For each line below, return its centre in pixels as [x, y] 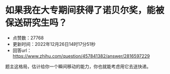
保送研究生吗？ [36, 23]
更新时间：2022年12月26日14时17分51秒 [54, 44]
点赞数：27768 [28, 38]
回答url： [22, 50]
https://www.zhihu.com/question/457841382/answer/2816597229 [81, 56]
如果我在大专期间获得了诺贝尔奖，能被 [85, 10]
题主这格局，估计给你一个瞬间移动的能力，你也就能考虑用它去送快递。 [78, 66]
